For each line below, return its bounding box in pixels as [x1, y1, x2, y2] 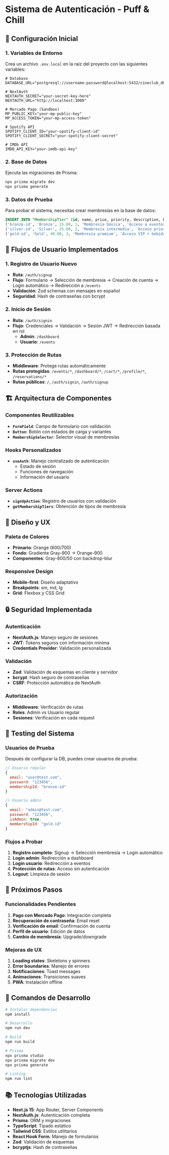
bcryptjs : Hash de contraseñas [12, 1144, 77, 1150]
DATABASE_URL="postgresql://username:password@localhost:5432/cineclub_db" [5, 80, 167, 85]
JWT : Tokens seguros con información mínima [12, 639, 110, 646]
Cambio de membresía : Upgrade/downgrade [12, 934, 107, 940]
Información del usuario [20, 474, 69, 480]
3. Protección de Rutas [5, 351, 62, 358]
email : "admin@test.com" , [10, 808, 64, 813]
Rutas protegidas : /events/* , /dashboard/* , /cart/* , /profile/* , [12, 368, 146, 374]
